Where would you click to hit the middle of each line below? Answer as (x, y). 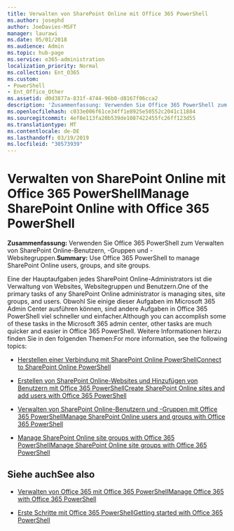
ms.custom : (23, 79)
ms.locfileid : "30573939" (45, 144)
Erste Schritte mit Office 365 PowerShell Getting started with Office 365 (120, 512)
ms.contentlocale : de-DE (43, 131)
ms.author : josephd (36, 20)
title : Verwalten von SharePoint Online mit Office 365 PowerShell (108, 14)
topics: (17, 346)
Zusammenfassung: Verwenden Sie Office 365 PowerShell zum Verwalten (116, 243)
